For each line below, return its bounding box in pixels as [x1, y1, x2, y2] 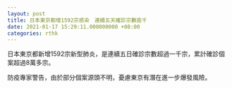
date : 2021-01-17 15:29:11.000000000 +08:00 [7, 23, 140, 30]
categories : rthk [7, 29, 59, 37]
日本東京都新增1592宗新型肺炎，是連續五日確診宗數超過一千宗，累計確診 [7, 50, 219, 58]
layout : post [7, 10, 46, 17]
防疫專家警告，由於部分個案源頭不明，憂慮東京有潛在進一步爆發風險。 [7, 73, 212, 82]
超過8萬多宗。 [13, 59, 55, 67]
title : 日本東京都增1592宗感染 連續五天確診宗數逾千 [7, 17, 147, 24]
